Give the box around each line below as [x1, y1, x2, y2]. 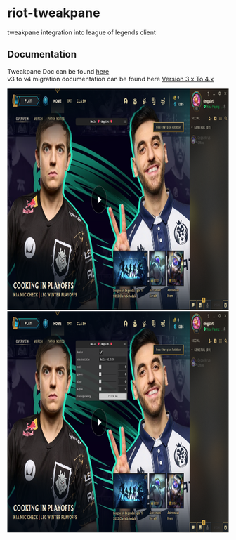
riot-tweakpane [7, 5, 100, 21]
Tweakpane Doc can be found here [7, 67, 110, 75]
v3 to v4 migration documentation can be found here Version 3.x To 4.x [7, 74, 214, 83]
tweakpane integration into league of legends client [7, 28, 157, 37]
